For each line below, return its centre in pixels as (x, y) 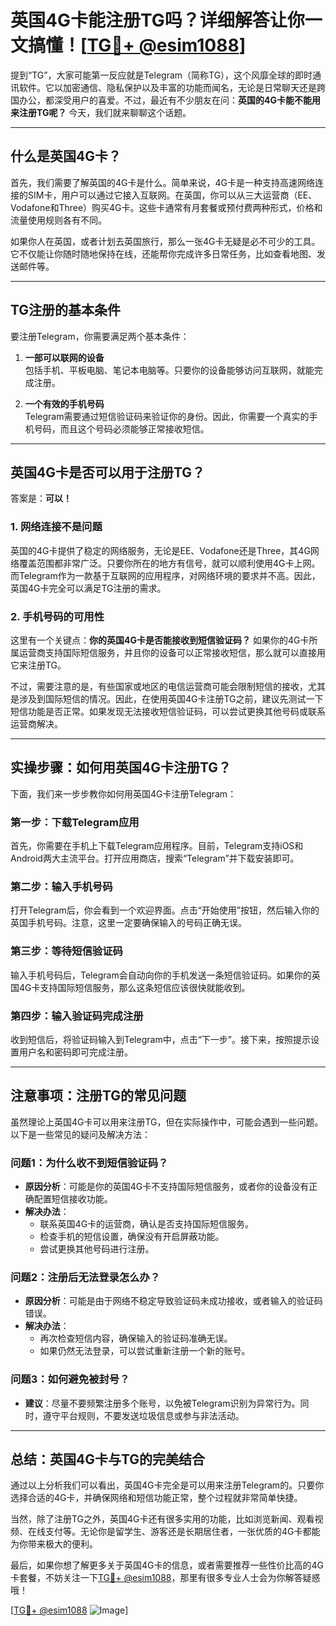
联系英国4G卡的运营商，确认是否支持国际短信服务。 (147, 1224)
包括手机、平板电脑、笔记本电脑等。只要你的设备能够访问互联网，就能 (169, 370)
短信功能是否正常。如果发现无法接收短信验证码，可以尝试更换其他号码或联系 (168, 711)
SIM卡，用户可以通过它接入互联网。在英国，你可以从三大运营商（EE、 (172, 195)
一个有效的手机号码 (64, 403)
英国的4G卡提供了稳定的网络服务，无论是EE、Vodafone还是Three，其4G (160, 550)
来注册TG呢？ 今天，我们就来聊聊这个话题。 (101, 112)
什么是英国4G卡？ (66, 156)
